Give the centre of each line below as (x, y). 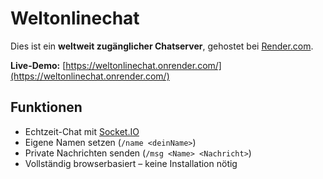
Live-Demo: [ (38, 65)
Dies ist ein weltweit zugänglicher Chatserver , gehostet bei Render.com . (162, 46)
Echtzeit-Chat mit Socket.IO (82, 131)
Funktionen (46, 107)
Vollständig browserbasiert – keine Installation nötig (131, 163)
